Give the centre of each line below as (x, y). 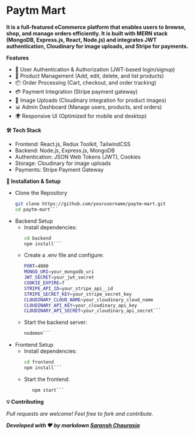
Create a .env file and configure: (64, 255)
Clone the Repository (41, 193)
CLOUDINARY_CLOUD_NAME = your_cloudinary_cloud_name (89, 300)
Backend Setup (34, 221)
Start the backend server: (56, 322)
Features (17, 58)
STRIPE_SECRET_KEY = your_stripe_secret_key (78, 294)
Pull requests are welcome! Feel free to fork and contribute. (80, 413)
